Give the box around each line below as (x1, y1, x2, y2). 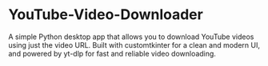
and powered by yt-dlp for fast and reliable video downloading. (8, 49, 216, 58)
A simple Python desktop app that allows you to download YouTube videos (8, 32, 254, 41)
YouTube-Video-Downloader (8, 6, 204, 24)
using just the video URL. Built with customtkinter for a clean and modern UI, (8, 40, 260, 49)
